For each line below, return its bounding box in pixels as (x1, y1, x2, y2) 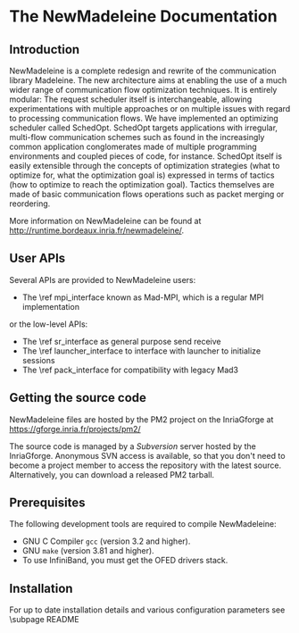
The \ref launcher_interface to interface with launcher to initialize (21, 346, 262, 356)
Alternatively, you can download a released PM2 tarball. (9, 469, 215, 479)
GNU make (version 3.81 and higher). (21, 546, 154, 556)
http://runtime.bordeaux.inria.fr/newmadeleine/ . (9, 225, 185, 236)
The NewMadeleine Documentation (9, 6, 278, 27)
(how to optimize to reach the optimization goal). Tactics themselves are (9, 179, 275, 189)
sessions (21, 354, 55, 365)
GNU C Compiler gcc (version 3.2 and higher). (21, 536, 191, 546)
